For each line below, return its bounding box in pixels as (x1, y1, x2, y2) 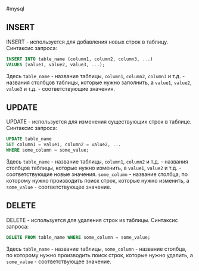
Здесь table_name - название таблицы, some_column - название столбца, (6, 245, 186, 252)
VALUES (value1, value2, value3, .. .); (6, 61, 105, 67)
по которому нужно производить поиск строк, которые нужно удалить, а (6, 251, 194, 258)
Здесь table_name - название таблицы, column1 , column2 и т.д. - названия (6, 158, 189, 165)
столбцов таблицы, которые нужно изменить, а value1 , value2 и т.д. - (6, 164, 182, 171)
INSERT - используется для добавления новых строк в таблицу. (6, 38, 169, 45)
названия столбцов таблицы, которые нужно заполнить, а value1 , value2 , (6, 79, 192, 86)
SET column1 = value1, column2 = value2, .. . (6, 141, 121, 148)
